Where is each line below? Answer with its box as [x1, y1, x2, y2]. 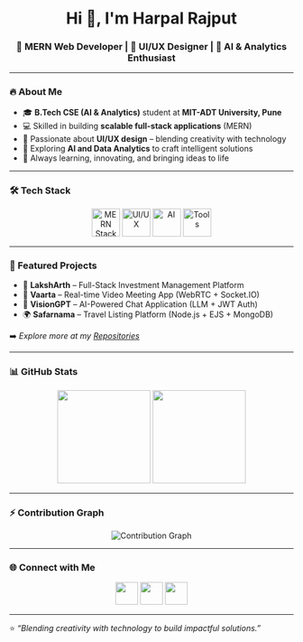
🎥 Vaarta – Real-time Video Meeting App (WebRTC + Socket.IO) [22, 289, 260, 301]
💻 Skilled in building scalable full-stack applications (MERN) [22, 120, 252, 131]
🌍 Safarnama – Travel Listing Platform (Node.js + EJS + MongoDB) [22, 309, 273, 320]
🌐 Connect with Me [9, 561, 96, 573]
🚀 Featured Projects [9, 259, 97, 272]
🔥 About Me [9, 86, 63, 98]
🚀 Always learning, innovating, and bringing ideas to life [22, 153, 230, 163]
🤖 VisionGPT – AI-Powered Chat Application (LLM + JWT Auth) [22, 299, 259, 310]
